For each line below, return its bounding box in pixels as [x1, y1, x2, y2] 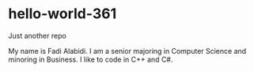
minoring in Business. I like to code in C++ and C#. [8, 55, 173, 64]
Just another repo [8, 31, 67, 40]
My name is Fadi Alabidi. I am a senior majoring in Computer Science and [8, 46, 247, 55]
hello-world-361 [8, 5, 117, 23]
